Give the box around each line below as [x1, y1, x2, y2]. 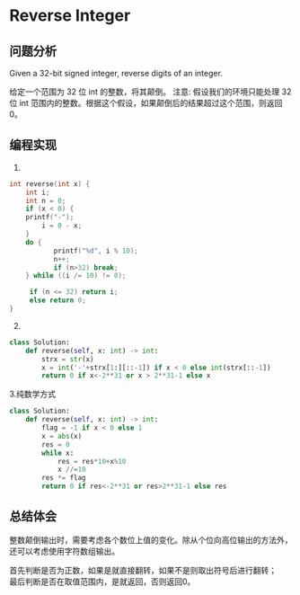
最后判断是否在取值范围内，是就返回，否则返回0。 [9, 576, 196, 587]
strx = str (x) [41, 354, 94, 364]
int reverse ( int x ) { [9, 179, 91, 189]
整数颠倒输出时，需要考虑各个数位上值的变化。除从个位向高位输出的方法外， [9, 534, 293, 545]
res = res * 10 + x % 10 [57, 457, 127, 466]
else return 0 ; [29, 296, 87, 306]
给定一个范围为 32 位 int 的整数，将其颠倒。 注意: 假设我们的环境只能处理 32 [9, 86, 292, 97]
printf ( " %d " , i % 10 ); [53, 246, 139, 255]
